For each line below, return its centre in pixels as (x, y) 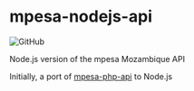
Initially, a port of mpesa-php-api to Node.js (91, 76)
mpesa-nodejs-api (81, 17)
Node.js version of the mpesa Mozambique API (97, 59)
